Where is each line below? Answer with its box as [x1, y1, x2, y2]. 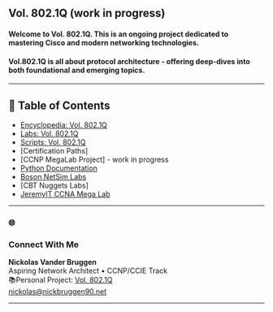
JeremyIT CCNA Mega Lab [19, 189, 111, 198]
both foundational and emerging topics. [8, 65, 145, 75]
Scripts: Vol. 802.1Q [19, 137, 86, 147]
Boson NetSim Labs [19, 172, 87, 181]
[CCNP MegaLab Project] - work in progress [19, 154, 169, 164]
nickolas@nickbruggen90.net [8, 287, 107, 297]
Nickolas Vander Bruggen [8, 258, 97, 267]
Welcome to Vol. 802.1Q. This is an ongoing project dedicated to [8, 28, 229, 39]
